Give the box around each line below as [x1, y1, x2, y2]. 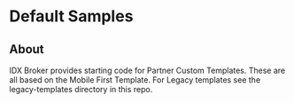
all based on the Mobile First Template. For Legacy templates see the [9, 75, 261, 85]
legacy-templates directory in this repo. [9, 84, 153, 94]
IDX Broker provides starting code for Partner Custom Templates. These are [9, 65, 286, 75]
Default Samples [9, 6, 134, 27]
